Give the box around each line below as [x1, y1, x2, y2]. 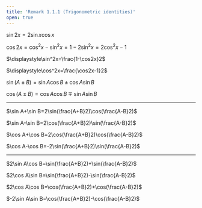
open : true [6, 14, 34, 20]
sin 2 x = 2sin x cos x [6, 31, 55, 38]
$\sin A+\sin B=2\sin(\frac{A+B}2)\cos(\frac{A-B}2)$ [6, 108, 138, 115]
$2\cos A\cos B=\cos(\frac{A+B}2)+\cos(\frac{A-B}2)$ [6, 183, 142, 191]
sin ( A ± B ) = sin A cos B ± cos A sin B [6, 79, 95, 86]
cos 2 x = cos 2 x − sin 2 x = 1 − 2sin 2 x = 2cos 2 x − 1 [6, 43, 127, 51]
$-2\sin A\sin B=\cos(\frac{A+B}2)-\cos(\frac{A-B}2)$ [6, 195, 140, 203]
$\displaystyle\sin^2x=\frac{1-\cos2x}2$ [6, 55, 106, 63]
